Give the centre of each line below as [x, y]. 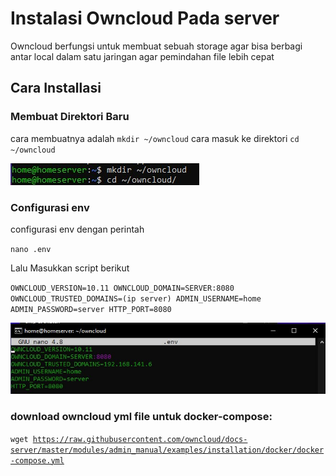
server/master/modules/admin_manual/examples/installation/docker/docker [167, 450]
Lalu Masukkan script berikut [70, 268]
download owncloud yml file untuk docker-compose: [141, 417]
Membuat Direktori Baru [70, 117]
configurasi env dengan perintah [77, 229]
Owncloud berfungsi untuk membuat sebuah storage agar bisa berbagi [156, 46]
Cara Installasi [56, 88]
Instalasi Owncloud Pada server [145, 18]
